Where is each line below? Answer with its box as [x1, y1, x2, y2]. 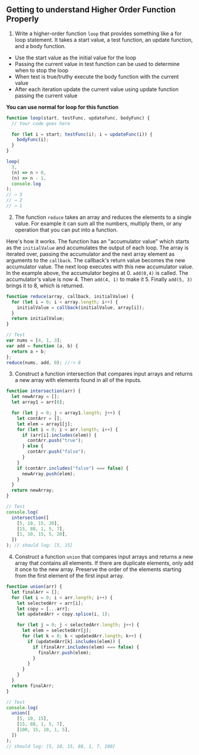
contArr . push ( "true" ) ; [27, 437, 84, 444]
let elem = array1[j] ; [17, 421, 73, 427]
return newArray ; [11, 487, 55, 493]
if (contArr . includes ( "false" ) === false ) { [17, 465, 129, 471]
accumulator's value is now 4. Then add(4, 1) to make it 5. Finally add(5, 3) [6, 275, 193, 283]
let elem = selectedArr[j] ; [21, 628, 92, 634]
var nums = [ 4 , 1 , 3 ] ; [6, 337, 62, 344]
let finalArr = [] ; [11, 589, 60, 595]
